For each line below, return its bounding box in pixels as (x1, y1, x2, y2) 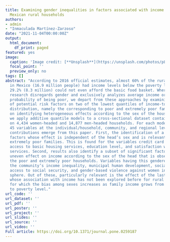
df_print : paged (14, 45, 49, 50)
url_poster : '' (5, 205, 37, 211)
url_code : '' (5, 191, 33, 196)
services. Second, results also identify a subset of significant (10, 149, 153, 154)
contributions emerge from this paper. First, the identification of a (10, 130, 164, 135)
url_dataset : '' (5, 196, 39, 201)
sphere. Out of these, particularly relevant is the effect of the (10, 172, 155, 178)
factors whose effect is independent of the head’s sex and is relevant (10, 135, 166, 140)
